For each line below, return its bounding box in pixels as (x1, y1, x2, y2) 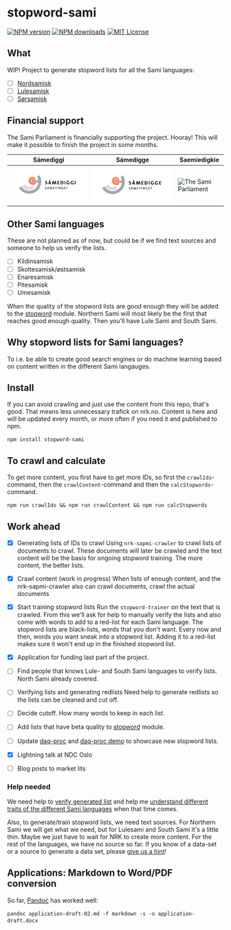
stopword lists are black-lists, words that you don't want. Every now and (16, 625, 221, 634)
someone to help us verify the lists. (7, 244, 107, 252)
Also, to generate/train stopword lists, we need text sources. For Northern (7, 818, 216, 826)
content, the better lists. (16, 562, 85, 570)
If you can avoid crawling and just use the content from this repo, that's (7, 400, 210, 408)
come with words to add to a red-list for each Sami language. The (16, 618, 203, 626)
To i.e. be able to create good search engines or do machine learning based (7, 355, 222, 363)
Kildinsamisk (16, 257, 54, 265)
